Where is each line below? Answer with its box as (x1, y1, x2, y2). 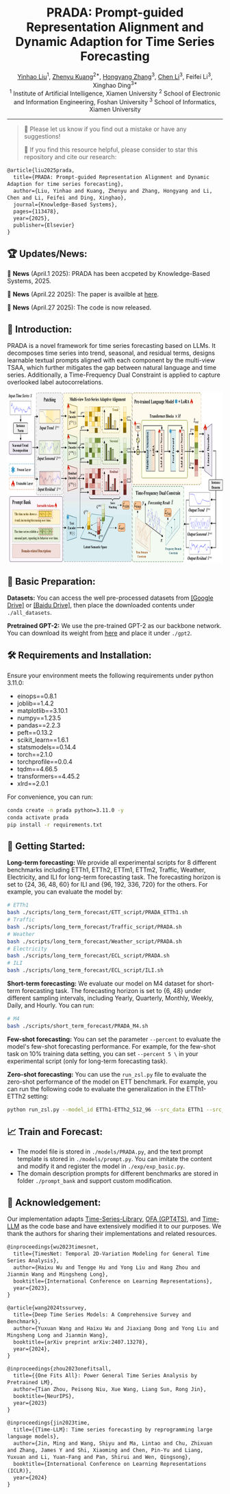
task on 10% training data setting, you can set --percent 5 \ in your (7, 1049, 199, 1058)
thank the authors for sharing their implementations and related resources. (7, 1230, 217, 1238)
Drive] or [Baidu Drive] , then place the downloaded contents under (7, 601, 195, 609)
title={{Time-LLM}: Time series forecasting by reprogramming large (13, 1426, 213, 1434)
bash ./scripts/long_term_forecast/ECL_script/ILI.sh (7, 967, 164, 974)
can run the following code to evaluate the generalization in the (7, 1084, 185, 1093)
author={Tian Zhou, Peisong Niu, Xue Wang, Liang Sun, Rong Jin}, (13, 1386, 207, 1393)
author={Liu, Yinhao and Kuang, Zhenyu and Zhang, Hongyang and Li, (13, 187, 213, 194)
